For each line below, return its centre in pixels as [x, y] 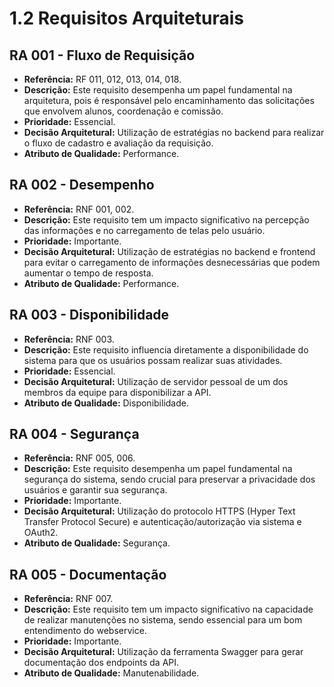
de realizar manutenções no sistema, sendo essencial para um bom [163, 620]
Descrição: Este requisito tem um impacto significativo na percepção [166, 219]
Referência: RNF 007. [68, 599]
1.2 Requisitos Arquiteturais [127, 18]
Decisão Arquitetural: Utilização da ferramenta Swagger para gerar [163, 652]
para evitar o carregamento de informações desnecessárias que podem [172, 262]
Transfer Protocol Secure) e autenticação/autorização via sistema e [162, 522]
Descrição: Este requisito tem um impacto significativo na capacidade [168, 609]
